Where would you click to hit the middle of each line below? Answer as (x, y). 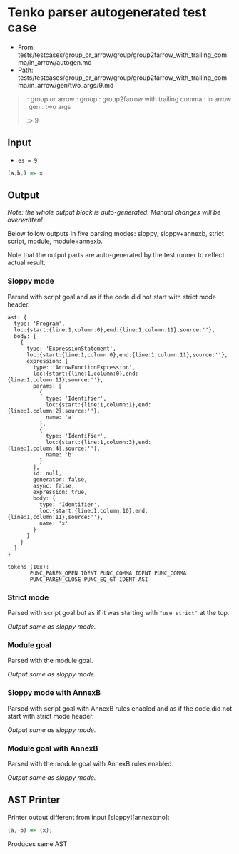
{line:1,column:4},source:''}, (54, 448)
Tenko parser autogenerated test (107, 12)
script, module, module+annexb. (55, 241)
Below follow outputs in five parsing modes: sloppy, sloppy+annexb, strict (116, 234)
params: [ (47, 386)
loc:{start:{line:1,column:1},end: (98, 405)
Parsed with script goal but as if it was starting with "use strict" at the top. (118, 613)
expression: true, (60, 492)
